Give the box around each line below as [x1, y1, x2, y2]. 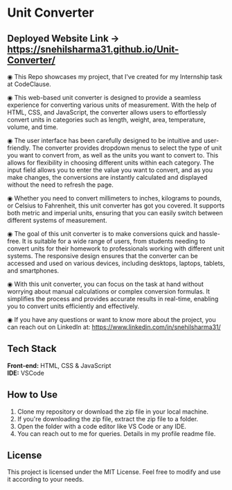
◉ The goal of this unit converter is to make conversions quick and [7, 230, 197, 237]
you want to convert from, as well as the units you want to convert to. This [7, 151, 219, 159]
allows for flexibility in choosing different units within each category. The [7, 158, 215, 167]
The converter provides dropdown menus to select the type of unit [32, 144, 222, 152]
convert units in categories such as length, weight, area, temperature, [7, 116, 206, 124]
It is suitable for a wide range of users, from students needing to [21, 237, 206, 245]
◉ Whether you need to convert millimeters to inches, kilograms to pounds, [7, 194, 222, 202]
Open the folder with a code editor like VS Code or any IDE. [17, 422, 187, 430]
